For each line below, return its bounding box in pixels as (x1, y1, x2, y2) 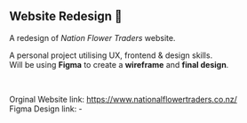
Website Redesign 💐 (9, 9, 123, 24)
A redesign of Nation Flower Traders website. (9, 32, 176, 43)
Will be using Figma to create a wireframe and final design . (9, 59, 229, 70)
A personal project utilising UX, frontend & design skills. (9, 50, 213, 61)
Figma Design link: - (9, 103, 83, 114)
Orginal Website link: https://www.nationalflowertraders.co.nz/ (9, 94, 238, 104)
